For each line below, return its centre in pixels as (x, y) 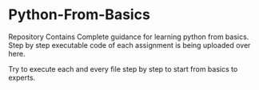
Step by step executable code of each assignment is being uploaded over (129, 45)
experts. (22, 77)
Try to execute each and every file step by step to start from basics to (123, 68)
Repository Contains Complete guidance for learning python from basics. (129, 37)
